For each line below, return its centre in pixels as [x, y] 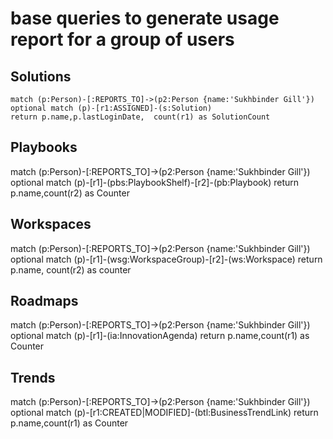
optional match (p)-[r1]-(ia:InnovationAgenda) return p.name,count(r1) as [160, 336]
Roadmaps [44, 301]
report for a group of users [122, 39]
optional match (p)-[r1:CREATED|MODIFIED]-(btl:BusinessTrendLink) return [164, 413]
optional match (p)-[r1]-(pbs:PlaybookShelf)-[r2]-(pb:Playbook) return [155, 182]
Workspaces [51, 224]
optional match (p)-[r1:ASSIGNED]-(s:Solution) [111, 108]
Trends [33, 377]
